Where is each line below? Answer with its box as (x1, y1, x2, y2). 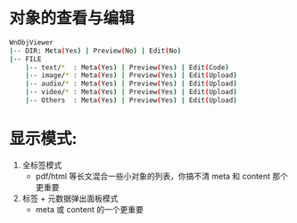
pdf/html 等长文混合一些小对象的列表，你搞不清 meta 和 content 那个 (35, 171, 288, 181)
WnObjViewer (9, 37, 54, 47)
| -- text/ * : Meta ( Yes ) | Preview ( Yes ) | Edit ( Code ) (25, 63, 229, 72)
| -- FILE (9, 54, 42, 63)
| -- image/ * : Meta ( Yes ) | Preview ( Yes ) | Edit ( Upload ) (25, 71, 238, 80)
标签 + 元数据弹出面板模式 (21, 193, 119, 203)
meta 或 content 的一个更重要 (35, 203, 144, 214)
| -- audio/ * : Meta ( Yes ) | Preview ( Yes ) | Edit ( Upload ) (25, 79, 238, 89)
